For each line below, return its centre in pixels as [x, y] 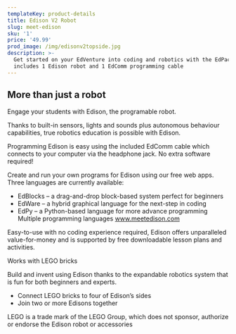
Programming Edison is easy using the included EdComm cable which [109, 147]
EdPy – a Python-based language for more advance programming [113, 211]
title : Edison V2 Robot [42, 20]
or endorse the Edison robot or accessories [70, 324]
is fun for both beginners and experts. [62, 282]
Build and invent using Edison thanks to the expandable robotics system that [118, 275]
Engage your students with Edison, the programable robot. [92, 112]
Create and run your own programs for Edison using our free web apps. [111, 175]
